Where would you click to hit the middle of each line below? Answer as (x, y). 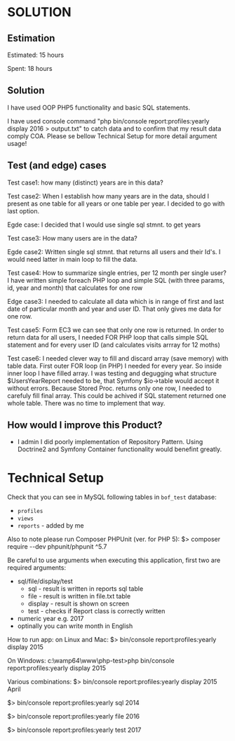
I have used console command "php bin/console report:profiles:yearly (108, 121)
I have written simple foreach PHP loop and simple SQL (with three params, (116, 280)
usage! (17, 143)
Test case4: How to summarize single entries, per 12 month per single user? (117, 273)
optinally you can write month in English (75, 626)
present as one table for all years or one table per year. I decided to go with (116, 203)
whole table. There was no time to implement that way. (86, 403)
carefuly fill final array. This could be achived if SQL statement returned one (117, 395)
